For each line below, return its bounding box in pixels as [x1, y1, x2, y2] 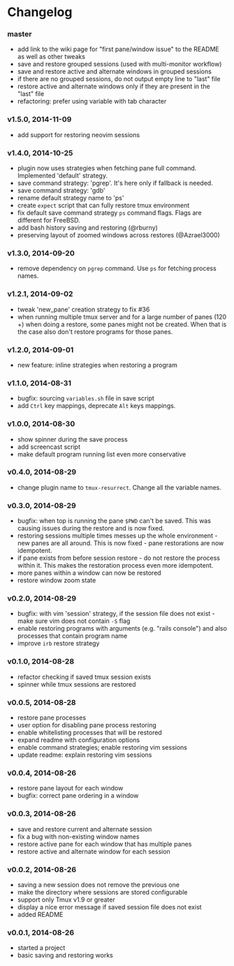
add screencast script [17, 442, 81, 451]
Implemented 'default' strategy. [17, 171, 108, 180]
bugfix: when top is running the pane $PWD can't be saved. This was [17, 517, 212, 525]
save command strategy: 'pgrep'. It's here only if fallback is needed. [17, 179, 213, 188]
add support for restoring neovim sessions [17, 130, 140, 139]
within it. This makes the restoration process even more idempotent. [17, 561, 214, 570]
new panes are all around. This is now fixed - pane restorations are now [17, 539, 224, 547]
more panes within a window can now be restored [17, 568, 162, 577]
